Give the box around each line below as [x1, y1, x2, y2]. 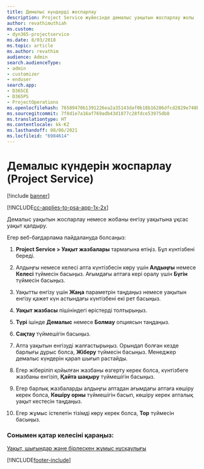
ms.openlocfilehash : [7, 104, 59, 111]
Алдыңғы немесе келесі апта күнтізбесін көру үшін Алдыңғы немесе [15, 263, 196, 271]
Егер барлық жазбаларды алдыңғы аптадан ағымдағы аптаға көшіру [15, 385, 194, 392]
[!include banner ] [7, 192, 50, 199]
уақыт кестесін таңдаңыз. [15, 397, 82, 405]
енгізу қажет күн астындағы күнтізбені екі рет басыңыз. [15, 295, 161, 302]
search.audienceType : [7, 59, 62, 66]
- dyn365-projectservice [7, 32, 70, 38]
